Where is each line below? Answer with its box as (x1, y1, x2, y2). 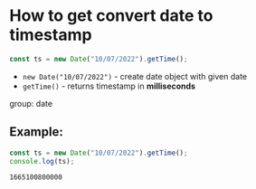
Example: (9, 124, 63, 140)
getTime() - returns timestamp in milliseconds (22, 80, 196, 91)
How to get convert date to (9, 5, 213, 26)
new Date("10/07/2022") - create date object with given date (22, 71, 247, 81)
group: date (9, 98, 52, 109)
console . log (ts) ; (9, 156, 75, 165)
